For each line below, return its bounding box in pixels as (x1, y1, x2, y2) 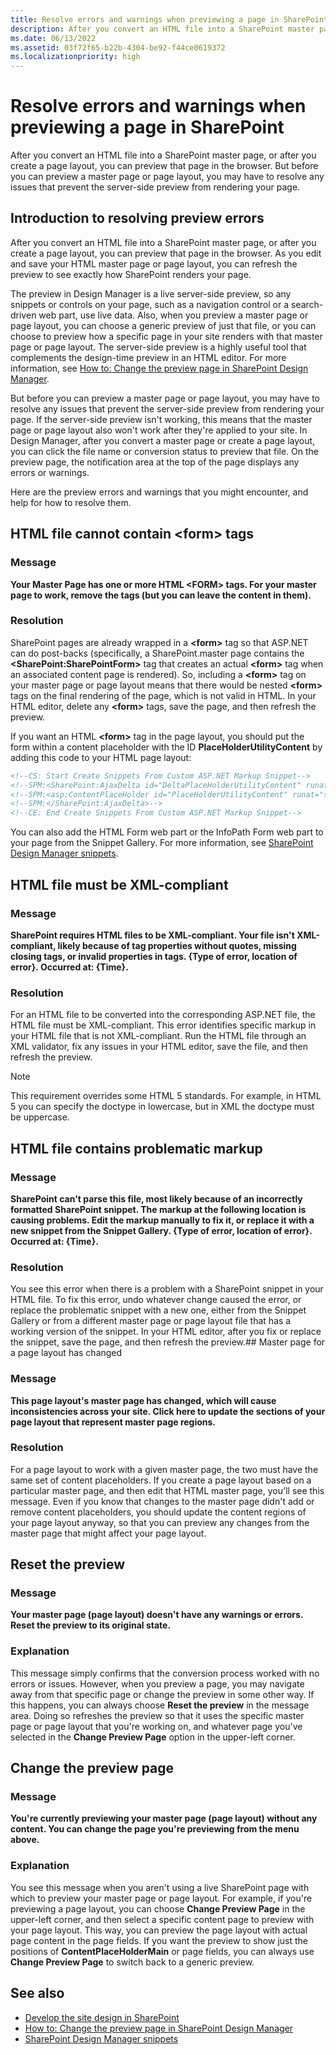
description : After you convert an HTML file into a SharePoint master (10, 24, 315, 34)
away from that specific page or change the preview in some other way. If (10, 1688, 315, 1700)
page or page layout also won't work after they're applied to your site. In (10, 424, 308, 436)
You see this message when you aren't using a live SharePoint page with (10, 1881, 310, 1893)
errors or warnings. (10, 466, 90, 478)
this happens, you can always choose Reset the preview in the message (10, 1699, 310, 1711)
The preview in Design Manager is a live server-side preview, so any (10, 287, 292, 300)
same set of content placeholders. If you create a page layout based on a (10, 1474, 312, 1486)
